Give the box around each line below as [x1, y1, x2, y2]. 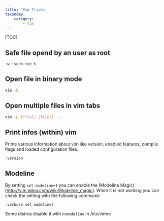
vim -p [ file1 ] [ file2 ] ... [5, 114, 63, 119]
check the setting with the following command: [5, 193, 100, 199]
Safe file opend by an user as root [5, 49, 110, 57]
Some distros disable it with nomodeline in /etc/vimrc [5, 211, 111, 217]
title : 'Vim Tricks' [5, 7, 48, 12]
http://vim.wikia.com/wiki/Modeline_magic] [6, 188, 95, 193]
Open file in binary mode [5, 75, 82, 83]
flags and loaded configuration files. [5, 146, 79, 152]
